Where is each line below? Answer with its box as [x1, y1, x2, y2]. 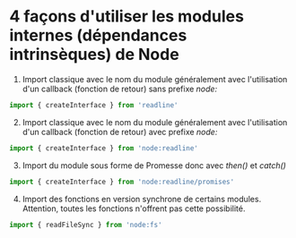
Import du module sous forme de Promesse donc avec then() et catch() [22, 159, 287, 171]
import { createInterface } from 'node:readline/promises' [9, 177, 235, 186]
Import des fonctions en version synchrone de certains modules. [22, 193, 262, 204]
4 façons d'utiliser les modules [9, 6, 245, 27]
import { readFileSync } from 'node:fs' [9, 220, 163, 229]
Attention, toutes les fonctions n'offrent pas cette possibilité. [22, 203, 246, 214]
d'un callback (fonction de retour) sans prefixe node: [22, 83, 218, 94]
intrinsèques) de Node [9, 45, 179, 64]
